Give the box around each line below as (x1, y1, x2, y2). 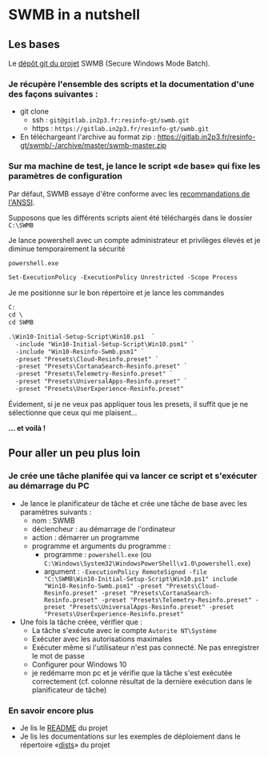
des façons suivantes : (8, 88, 98, 99)
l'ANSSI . (8, 197, 35, 207)
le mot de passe (31, 651, 86, 660)
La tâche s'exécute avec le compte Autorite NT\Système (31, 625, 218, 635)
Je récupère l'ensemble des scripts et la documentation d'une (8, 78, 254, 90)
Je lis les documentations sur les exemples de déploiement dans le (19, 731, 242, 741)
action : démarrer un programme (31, 532, 140, 542)
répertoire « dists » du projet (19, 739, 110, 749)
